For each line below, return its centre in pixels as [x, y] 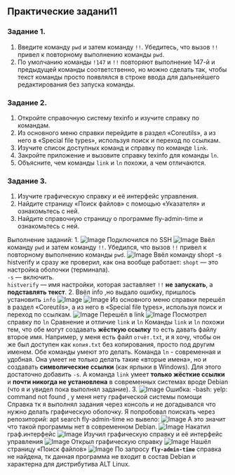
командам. [34, 125]
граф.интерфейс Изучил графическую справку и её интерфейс [115, 434]
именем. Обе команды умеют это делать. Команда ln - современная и [114, 352]
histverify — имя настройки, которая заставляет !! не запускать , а [110, 285]
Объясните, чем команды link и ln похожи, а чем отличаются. [112, 163]
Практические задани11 [62, 12]
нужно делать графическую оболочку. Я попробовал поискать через [111, 412]
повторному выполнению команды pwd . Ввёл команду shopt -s [115, 255]
